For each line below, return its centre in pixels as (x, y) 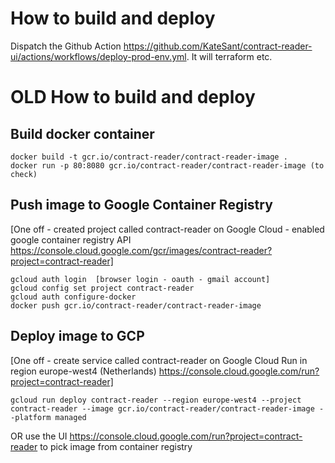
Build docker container (82, 133)
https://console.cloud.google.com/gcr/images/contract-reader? (141, 250)
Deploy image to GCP (77, 336)
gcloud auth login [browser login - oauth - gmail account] (140, 279)
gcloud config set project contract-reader (102, 288)
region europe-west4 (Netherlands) (83, 371)
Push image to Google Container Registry (141, 205)
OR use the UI (39, 436)
